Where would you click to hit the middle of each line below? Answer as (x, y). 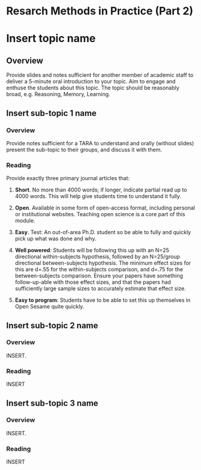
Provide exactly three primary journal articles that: (68, 178)
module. (25, 221)
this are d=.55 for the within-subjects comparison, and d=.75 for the (99, 270)
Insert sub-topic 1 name (52, 113)
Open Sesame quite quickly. (49, 307)
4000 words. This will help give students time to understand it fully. (98, 196)
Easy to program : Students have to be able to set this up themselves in (103, 300)
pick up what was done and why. (55, 239)
